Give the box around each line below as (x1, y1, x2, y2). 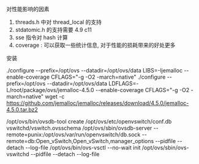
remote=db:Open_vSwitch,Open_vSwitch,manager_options (6, 138, 154, 144)
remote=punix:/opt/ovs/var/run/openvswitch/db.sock (6, 131, 141, 138)
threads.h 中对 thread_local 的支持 (15, 18, 102, 26)
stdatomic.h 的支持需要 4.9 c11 (15, 26, 92, 33)
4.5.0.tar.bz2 (6, 106, 39, 113)
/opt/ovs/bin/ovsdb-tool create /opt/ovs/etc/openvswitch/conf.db (6, 118, 172, 125)
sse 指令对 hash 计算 (15, 34, 69, 41)
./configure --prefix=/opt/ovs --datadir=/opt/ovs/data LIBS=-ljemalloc (6, 67, 182, 74)
